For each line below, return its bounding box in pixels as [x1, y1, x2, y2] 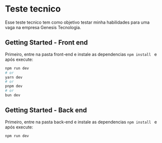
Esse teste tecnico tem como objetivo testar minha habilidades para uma [5, 19, 150, 25]
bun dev [5, 93, 21, 98]
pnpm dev [5, 84, 23, 89]
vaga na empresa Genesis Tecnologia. [5, 24, 81, 30]
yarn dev [5, 75, 23, 80]
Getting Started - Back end [5, 106, 87, 114]
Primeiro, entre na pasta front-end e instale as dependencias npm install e [5, 51, 157, 57]
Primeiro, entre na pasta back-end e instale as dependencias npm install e [5, 119, 157, 125]
